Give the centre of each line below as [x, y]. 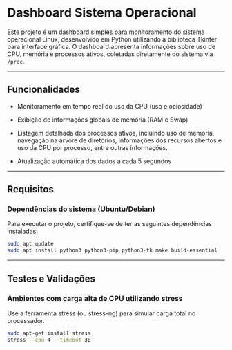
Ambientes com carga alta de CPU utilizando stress [95, 298]
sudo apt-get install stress [49, 333]
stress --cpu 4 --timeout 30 [49, 340]
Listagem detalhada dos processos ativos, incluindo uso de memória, [116, 133]
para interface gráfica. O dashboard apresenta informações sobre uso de [112, 46]
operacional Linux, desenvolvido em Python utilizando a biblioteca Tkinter [112, 39]
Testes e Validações [51, 278]
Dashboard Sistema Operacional [102, 13]
